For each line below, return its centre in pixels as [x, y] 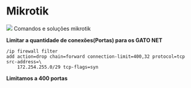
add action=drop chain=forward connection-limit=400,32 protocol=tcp [96, 56]
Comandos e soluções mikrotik [52, 28]
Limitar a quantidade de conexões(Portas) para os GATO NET [84, 40]
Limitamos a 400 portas [37, 78]
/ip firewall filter [32, 51]
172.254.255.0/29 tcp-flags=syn [58, 67]
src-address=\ [24, 61]
